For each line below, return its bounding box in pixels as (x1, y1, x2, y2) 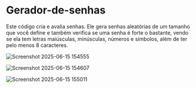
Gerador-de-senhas (6, 4, 106, 17)
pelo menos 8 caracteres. (6, 42, 68, 49)
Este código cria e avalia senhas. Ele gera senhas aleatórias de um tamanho (6, 23, 190, 30)
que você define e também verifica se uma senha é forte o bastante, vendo (6, 29, 189, 36)
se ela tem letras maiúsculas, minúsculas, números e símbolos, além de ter (6, 35, 187, 42)
